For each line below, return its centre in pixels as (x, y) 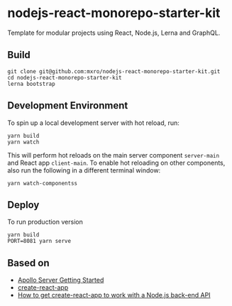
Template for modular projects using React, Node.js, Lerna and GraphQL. (114, 33)
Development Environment (68, 105)
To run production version (45, 222)
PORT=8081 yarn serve (39, 241)
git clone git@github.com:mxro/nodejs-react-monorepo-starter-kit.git (114, 71)
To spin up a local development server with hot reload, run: (93, 123)
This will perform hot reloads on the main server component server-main (114, 155)
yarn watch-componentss (43, 183)
